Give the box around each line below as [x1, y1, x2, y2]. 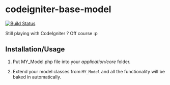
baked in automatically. [12, 74, 62, 80]
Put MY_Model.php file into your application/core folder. [12, 59, 131, 65]
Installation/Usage [5, 45, 65, 54]
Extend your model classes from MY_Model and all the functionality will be [12, 68, 165, 74]
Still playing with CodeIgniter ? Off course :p [5, 30, 98, 36]
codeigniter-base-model [5, 4, 111, 15]
